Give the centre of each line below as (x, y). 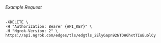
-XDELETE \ (17, 22)
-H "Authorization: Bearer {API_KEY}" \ (49, 27)
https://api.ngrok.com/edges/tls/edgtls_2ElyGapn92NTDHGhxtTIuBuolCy (81, 35)
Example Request (24, 7)
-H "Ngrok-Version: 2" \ (32, 31)
